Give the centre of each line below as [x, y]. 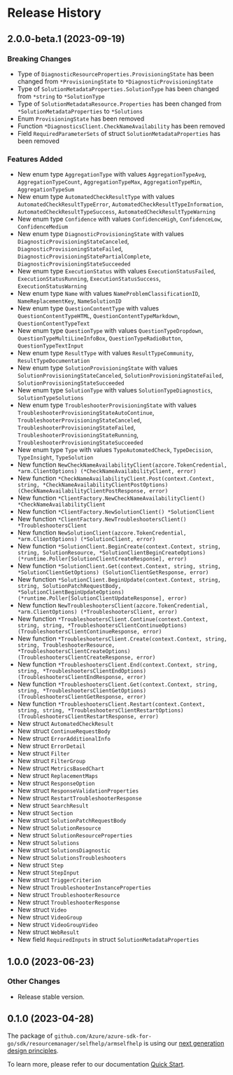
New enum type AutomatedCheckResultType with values [96, 197]
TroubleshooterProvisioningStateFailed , [76, 427]
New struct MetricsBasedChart [61, 768]
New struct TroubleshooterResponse [69, 903]
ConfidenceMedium [43, 227]
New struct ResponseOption [56, 783]
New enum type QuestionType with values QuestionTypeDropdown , [110, 331]
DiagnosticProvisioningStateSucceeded [74, 264]
